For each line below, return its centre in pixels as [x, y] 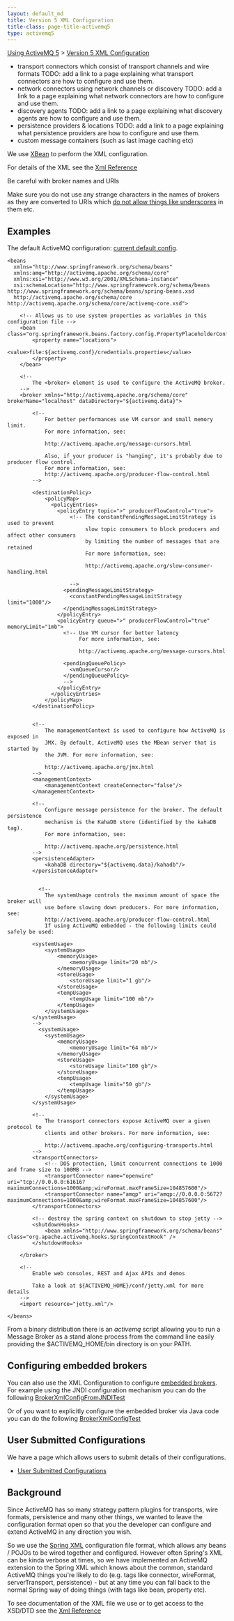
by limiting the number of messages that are [152, 542]
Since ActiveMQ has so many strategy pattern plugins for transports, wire [113, 1509]
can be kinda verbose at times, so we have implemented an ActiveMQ [107, 1560]
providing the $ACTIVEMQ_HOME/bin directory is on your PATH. [99, 1344]
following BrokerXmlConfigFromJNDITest [66, 1397]
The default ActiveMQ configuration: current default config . [93, 248]
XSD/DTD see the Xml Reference [54, 1611]
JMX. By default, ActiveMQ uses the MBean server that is [130, 743]
